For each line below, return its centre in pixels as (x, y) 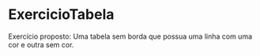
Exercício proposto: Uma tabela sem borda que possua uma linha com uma (130, 36)
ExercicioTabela (61, 15)
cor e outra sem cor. (41, 44)
